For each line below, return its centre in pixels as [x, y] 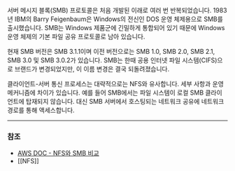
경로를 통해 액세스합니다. [41, 110]
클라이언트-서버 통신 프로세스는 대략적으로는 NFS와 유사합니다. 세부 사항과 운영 [115, 84]
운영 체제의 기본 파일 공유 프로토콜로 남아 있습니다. [76, 36]
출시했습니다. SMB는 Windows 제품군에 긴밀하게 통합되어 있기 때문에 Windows [116, 28]
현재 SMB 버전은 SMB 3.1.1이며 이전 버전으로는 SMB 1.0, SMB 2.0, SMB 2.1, [111, 52]
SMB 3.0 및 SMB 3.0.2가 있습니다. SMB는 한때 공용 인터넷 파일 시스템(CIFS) [112, 60]
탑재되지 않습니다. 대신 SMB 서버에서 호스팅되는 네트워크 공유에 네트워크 [125, 101]
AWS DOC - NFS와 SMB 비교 [58, 153]
